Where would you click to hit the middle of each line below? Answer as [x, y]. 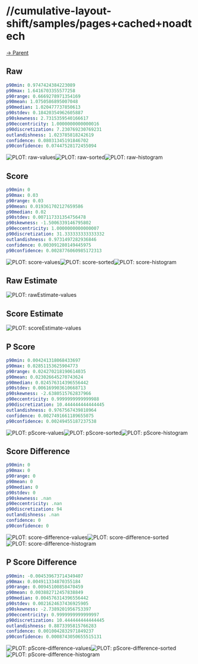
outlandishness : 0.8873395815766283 [51, 626]
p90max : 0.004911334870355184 [44, 581]
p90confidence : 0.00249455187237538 [51, 421]
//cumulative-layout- [59, 11]
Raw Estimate [32, 281]
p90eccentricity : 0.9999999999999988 [53, 399]
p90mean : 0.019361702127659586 [45, 206]
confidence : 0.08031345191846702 [47, 140]
